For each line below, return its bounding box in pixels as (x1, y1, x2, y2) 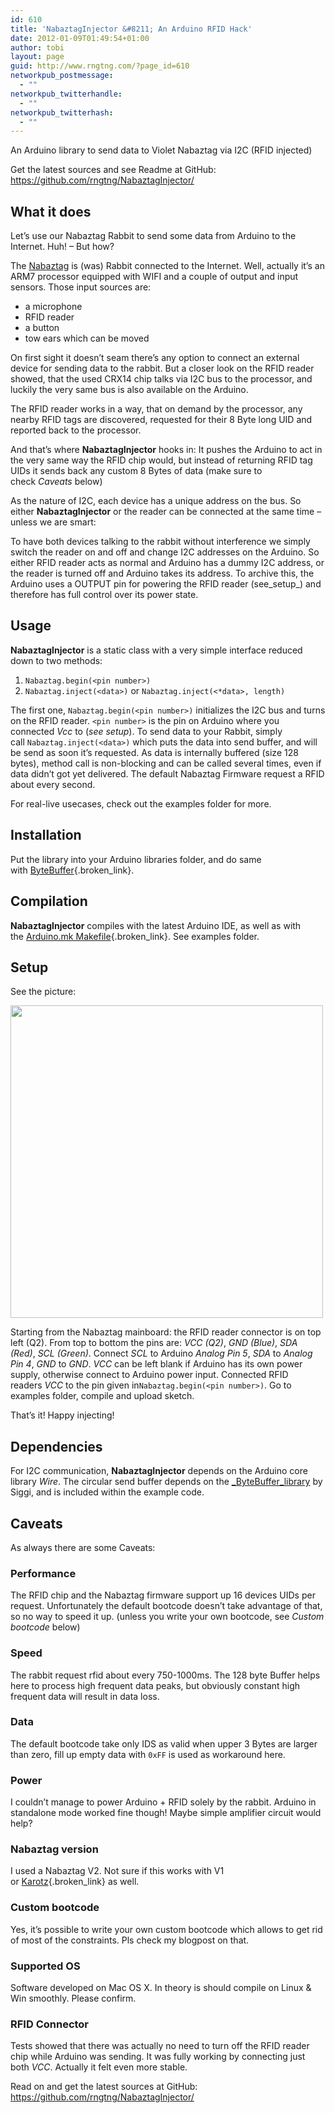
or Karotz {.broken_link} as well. (10, 1876, 140, 1888)
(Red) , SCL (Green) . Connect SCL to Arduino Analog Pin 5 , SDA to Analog (10, 1347, 313, 1360)
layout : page (10, 52, 65, 62)
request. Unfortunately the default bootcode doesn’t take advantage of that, (10, 1600, 323, 1612)
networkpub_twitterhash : (10, 107, 114, 118)
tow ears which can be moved (24, 332, 150, 345)
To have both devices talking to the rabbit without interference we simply (10, 536, 311, 548)
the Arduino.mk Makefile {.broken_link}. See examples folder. (10, 930, 260, 942)
